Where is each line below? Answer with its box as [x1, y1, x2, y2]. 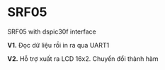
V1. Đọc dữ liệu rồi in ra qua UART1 [7, 41, 110, 49]
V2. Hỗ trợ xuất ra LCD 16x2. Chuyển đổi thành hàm [7, 54, 159, 63]
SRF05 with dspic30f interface [7, 27, 97, 36]
